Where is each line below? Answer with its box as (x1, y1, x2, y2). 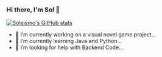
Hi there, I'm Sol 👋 (6, 5, 60, 14)
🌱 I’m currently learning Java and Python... (15, 38, 122, 45)
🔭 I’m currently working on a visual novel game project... (15, 31, 157, 38)
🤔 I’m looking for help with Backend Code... (15, 44, 124, 51)
